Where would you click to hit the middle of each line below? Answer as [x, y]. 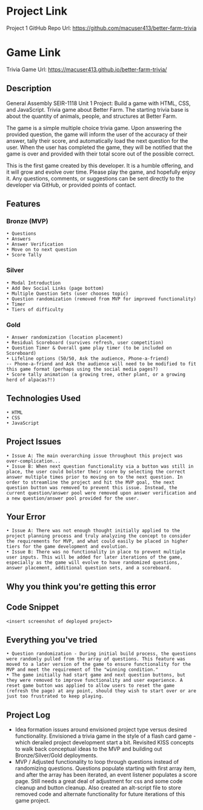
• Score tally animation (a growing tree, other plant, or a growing [96, 374]
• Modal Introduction [34, 283]
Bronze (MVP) [27, 221]
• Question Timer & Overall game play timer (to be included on [89, 348]
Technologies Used [43, 398]
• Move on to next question [42, 250]
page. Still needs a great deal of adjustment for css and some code [99, 781]
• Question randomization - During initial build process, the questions [101, 654]
